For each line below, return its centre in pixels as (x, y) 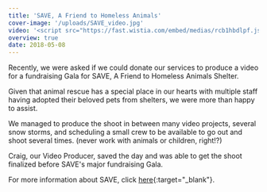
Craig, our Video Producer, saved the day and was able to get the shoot (125, 156)
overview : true (33, 38)
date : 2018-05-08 (37, 45)
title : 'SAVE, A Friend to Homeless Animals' (85, 15)
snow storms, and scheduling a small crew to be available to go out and (125, 132)
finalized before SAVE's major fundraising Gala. (86, 164)
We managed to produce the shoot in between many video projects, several (132, 124)
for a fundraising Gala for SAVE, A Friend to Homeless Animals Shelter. (124, 76)
